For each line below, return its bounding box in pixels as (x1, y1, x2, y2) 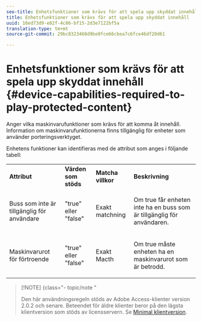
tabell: (6, 151, 22, 159)
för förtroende (9, 255, 49, 263)
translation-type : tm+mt (6, 25, 69, 32)
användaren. (133, 218, 170, 227)
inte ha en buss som (133, 203, 191, 212)
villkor (96, 176, 114, 185)
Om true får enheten (133, 196, 191, 204)
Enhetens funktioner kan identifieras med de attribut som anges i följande (6, 145, 188, 152)
